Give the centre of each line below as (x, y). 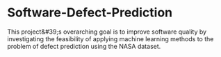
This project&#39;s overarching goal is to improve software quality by (107, 32)
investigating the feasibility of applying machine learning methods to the (110, 38)
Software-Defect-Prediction (90, 13)
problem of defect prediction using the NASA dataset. (84, 46)
